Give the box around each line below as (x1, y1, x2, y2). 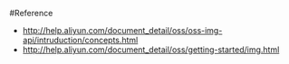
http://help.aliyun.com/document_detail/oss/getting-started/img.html (22, 44, 280, 55)
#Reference (9, 8, 53, 18)
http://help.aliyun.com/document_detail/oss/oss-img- (22, 25, 223, 35)
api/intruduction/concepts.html (22, 35, 139, 45)
